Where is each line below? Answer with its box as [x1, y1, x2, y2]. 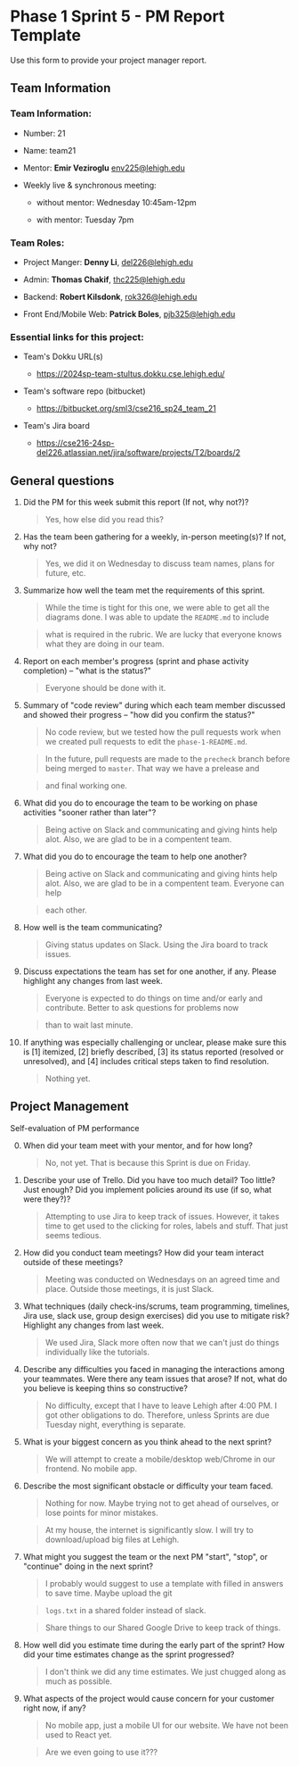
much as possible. [44, 1676, 112, 1687]
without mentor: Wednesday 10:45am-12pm [36, 196, 197, 207]
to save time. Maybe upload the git [44, 1587, 173, 1598]
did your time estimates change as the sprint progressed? [22, 1649, 235, 1660]
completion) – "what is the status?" [22, 665, 152, 676]
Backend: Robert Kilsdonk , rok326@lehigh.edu [22, 291, 198, 302]
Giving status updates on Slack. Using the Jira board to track [44, 939, 269, 950]
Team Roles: [10, 237, 65, 249]
